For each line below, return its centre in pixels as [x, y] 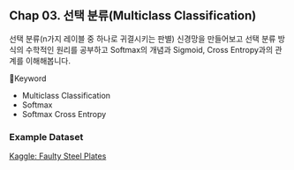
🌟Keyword [28, 78]
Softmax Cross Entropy [64, 114]
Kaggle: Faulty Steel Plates [58, 156]
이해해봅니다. [48, 61]
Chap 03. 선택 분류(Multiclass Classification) [133, 16]
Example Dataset [46, 137]
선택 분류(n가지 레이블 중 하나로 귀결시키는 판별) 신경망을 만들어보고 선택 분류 [143, 39]
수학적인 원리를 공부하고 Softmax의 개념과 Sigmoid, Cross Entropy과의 [149, 49]
